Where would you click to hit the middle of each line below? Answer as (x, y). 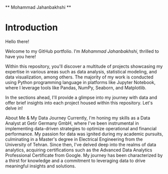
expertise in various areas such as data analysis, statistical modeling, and (81, 71)
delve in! (14, 108)
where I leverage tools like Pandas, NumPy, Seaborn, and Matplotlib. (76, 88)
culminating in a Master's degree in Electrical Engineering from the (74, 139)
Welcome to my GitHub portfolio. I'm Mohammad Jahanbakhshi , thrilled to (82, 51)
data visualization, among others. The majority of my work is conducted (79, 77)
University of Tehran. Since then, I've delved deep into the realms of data (81, 144)
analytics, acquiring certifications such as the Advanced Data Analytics (79, 150)
